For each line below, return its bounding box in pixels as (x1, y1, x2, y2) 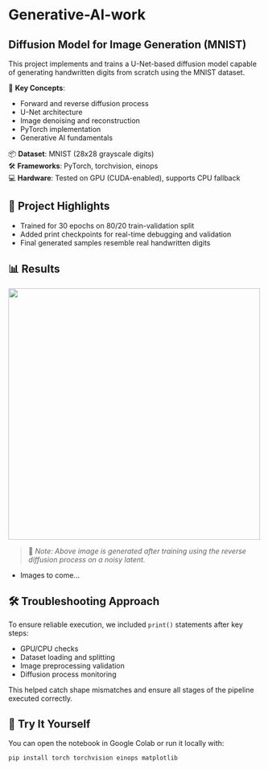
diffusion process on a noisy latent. (27, 554, 146, 564)
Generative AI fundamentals (19, 133, 113, 142)
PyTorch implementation (19, 125, 101, 134)
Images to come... (19, 570, 80, 580)
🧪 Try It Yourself (8, 717, 91, 731)
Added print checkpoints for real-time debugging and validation (19, 229, 232, 239)
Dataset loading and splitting (19, 653, 115, 662)
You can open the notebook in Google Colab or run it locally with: (8, 739, 225, 748)
